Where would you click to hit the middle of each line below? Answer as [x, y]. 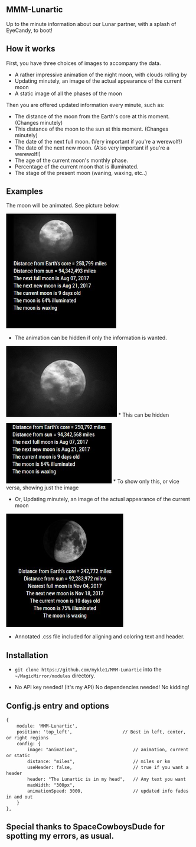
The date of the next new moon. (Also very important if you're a [92, 148]
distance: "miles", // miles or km [99, 762]
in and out [19, 797]
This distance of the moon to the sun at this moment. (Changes [92, 129]
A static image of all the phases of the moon [68, 93]
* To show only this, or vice [146, 482]
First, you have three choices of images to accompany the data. [84, 63]
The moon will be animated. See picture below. [63, 206]
